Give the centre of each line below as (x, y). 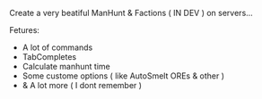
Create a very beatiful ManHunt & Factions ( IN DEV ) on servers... (131, 13)
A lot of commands (57, 47)
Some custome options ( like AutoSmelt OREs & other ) (123, 76)
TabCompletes (49, 57)
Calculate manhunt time (66, 66)
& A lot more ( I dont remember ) (82, 85)
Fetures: (25, 30)
